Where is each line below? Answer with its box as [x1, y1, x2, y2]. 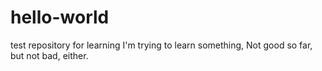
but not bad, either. [10, 49, 89, 61]
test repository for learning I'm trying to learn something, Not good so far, [10, 39, 313, 51]
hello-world [10, 6, 110, 29]
